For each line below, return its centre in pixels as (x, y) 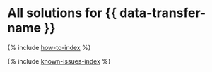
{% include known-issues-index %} (59, 61)
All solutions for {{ (62, 13)
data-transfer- (163, 13)
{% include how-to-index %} (49, 47)
